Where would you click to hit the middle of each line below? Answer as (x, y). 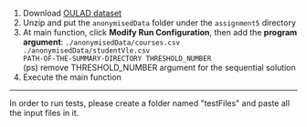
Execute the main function (72, 77)
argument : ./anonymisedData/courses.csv (101, 42)
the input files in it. (44, 113)
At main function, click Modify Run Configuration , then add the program (160, 32)
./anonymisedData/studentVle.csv (86, 51)
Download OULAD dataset (72, 13)
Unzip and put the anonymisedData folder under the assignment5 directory (159, 23)
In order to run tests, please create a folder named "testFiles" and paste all (150, 103)
